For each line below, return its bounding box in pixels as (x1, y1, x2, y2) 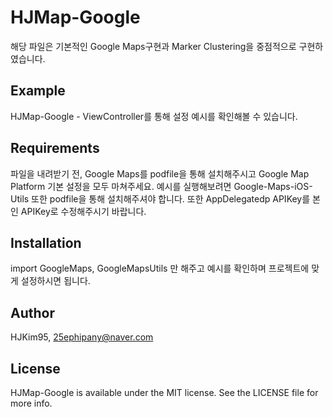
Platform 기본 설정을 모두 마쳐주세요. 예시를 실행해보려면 (10, 180, 232, 192)
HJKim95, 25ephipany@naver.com (10, 331, 154, 343)
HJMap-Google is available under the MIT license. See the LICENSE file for (10, 387, 319, 398)
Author (10, 304, 55, 321)
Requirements (10, 140, 100, 157)
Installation (10, 234, 82, 251)
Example (10, 82, 66, 100)
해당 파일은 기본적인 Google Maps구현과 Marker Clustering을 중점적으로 (10, 40, 297, 52)
